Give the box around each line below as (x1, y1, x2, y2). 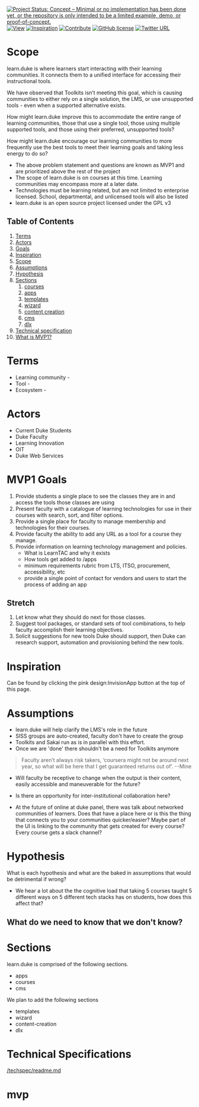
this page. (7, 686, 31, 693)
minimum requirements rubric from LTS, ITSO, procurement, (24, 562, 171, 569)
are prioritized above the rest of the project (15, 167, 121, 175)
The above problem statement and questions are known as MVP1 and (15, 161, 185, 169)
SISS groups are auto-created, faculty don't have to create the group (15, 732, 184, 739)
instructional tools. (7, 77, 52, 84)
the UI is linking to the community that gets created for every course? (15, 823, 185, 830)
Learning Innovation (15, 439, 65, 447)
